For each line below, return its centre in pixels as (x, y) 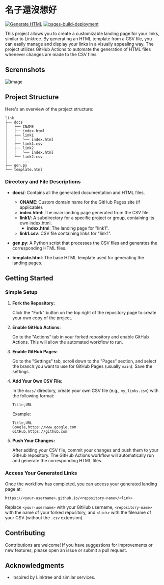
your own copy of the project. (42, 318)
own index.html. (36, 223)
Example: (22, 414)
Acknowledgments (35, 566)
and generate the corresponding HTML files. (57, 460)
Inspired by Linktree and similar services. (54, 577)
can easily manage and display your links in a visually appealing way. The (79, 44)
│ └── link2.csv (24, 157)
